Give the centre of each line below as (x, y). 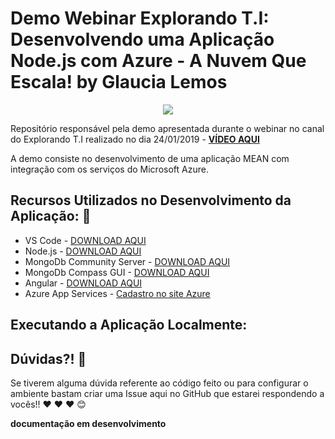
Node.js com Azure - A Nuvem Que (158, 61)
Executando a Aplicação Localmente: (129, 325)
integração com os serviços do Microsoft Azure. (109, 169)
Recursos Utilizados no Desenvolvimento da (151, 200)
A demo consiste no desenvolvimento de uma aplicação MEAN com (150, 158)
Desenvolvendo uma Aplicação (142, 39)
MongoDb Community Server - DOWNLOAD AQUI (127, 261)
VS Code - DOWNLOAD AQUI (85, 240)
